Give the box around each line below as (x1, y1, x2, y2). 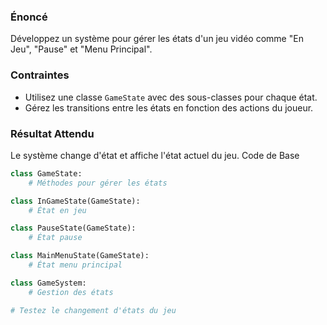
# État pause (28, 233, 83, 243)
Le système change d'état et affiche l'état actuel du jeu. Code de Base (10, 149, 300, 161)
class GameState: (10, 168, 83, 179)
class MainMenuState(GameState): (10, 251, 150, 261)
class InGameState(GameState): (10, 196, 141, 206)
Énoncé (10, 10, 48, 24)
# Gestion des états (28, 287, 114, 297)
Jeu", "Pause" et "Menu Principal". (10, 43, 153, 55)
